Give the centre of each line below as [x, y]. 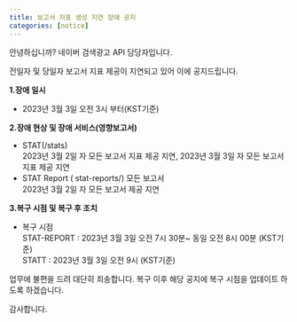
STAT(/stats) [45, 145]
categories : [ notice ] [49, 26]
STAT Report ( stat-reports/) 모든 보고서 [93, 177]
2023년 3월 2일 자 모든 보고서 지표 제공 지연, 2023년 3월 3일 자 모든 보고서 [153, 155]
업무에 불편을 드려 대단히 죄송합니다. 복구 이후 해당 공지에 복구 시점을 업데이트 [144, 279]
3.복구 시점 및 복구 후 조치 [53, 208]
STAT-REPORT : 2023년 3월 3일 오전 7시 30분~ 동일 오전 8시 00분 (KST [149, 238]
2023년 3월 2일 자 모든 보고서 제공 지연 [90, 189]
